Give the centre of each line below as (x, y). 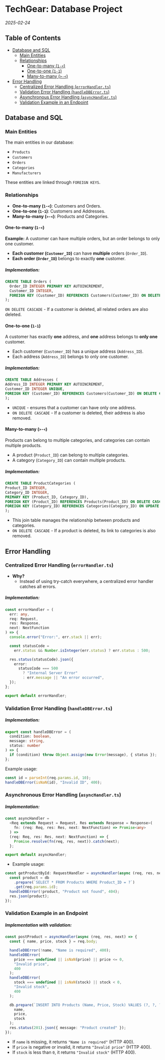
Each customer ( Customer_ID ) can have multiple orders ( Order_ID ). (80, 253)
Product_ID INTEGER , (26, 488)
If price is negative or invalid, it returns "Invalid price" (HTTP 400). (82, 1047)
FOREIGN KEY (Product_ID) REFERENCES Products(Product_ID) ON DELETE (78, 502)
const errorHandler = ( (29, 609)
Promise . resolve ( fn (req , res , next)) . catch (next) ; (67, 841)
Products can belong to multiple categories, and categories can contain (77, 440)
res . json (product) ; (29, 896)
